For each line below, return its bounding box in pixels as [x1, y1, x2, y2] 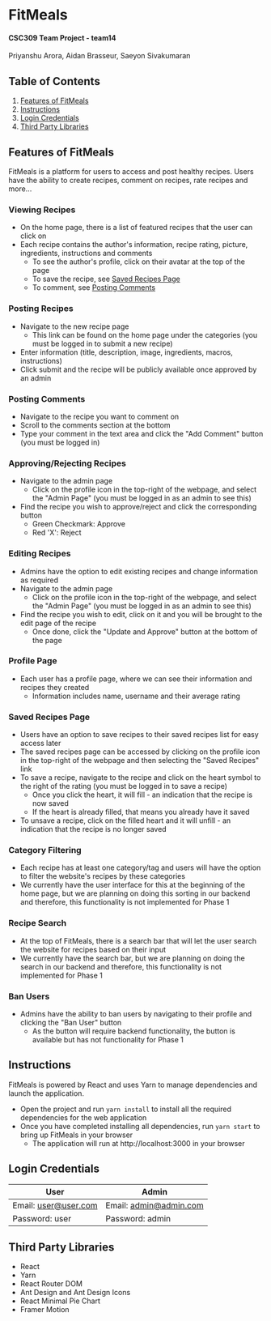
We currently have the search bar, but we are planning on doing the [19, 953, 245, 963]
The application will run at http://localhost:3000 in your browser [32, 1138, 245, 1148]
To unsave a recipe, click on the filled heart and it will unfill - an [19, 816, 231, 825]
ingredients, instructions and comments [19, 249, 153, 258]
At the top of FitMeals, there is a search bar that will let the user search [19, 935, 257, 945]
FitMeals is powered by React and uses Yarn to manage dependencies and [8, 1080, 257, 1089]
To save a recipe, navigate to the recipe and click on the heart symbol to [19, 773, 261, 782]
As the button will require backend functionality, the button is [32, 1026, 236, 1036]
